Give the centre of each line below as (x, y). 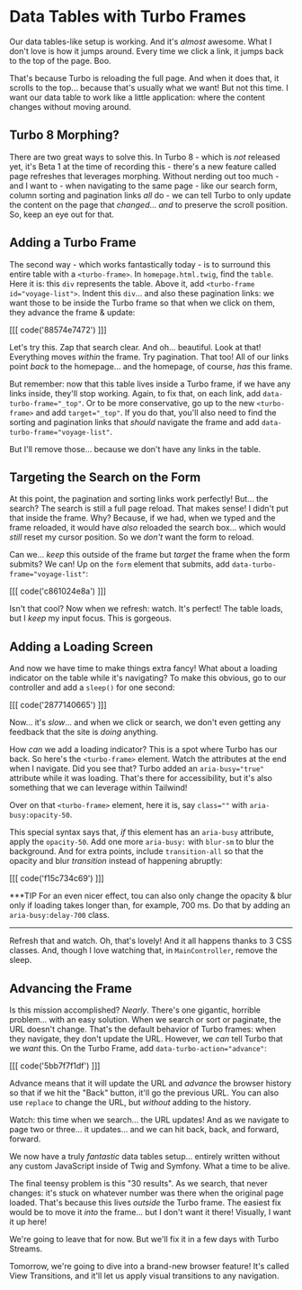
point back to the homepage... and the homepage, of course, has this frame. (151, 366)
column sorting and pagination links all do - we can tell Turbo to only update (151, 195)
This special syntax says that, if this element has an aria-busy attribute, (142, 832)
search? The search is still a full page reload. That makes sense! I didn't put (149, 509)
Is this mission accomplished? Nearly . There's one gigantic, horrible (135, 1010)
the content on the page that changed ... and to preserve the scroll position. (149, 204)
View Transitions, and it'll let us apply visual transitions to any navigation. (144, 1276)
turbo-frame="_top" (46, 404)
